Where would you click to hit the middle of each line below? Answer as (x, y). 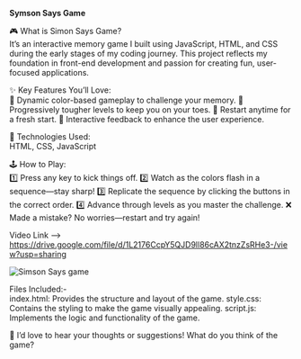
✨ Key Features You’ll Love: (60, 90)
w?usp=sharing (38, 254)
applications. (66, 72)
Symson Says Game (48, 13)
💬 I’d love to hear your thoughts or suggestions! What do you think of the (144, 335)
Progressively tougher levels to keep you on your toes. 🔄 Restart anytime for (150, 110)
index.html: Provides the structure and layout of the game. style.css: (136, 299)
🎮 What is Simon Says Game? (66, 31)
